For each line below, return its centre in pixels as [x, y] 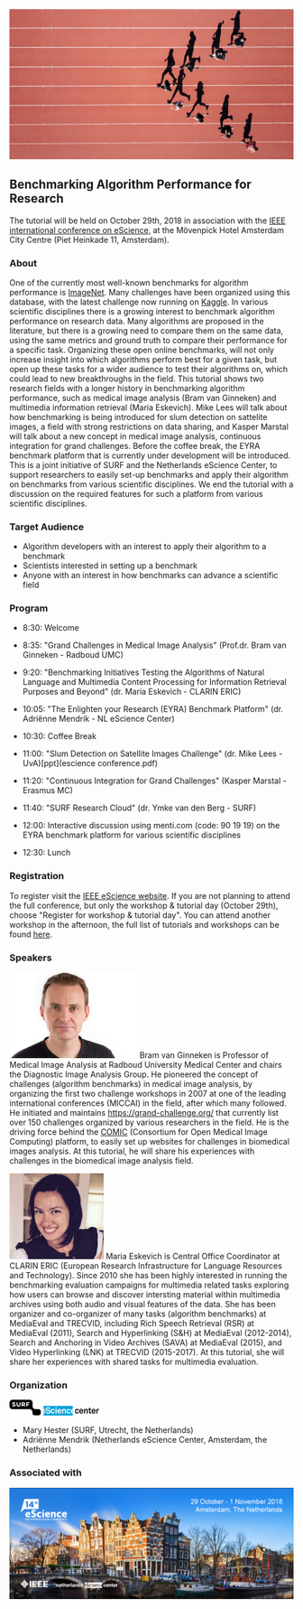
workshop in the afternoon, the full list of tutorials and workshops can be [144, 924]
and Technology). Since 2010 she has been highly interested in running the [148, 1276]
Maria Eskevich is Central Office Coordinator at [193, 1257]
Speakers [31, 958]
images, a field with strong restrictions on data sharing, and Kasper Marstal [149, 426]
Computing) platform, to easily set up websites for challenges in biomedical [150, 1142]
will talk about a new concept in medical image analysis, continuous [135, 436]
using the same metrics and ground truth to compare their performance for [148, 340]
